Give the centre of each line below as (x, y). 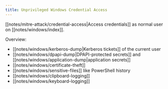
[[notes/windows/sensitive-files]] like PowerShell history (71, 70)
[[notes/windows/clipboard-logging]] (51, 75)
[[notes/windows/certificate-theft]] (49, 65)
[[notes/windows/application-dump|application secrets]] (71, 60)
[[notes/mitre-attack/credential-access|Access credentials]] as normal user (84, 24)
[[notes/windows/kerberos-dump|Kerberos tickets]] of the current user (87, 49)
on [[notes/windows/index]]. (35, 29)
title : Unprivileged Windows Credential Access (56, 10)
